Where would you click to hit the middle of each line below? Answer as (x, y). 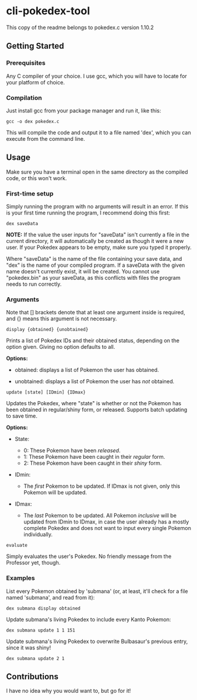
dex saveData (22, 224)
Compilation (24, 97)
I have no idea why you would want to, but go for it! (69, 691)
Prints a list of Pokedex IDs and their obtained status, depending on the (93, 340)
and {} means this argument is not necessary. (62, 319)
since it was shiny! (29, 647)
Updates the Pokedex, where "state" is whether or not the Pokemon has (94, 403)
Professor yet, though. (33, 563)
